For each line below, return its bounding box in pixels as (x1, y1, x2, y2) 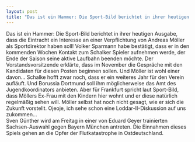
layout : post (6, 8, 38, 15)
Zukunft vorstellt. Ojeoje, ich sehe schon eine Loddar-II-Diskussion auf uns (6, 105, 186, 112)
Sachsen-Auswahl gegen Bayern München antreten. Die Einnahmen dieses (6, 123, 187, 130)
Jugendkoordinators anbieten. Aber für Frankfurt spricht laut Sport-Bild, (6, 86, 179, 93)
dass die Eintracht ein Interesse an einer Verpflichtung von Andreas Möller (6, 36, 185, 43)
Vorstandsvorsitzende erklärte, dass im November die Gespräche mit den (6, 61, 183, 68)
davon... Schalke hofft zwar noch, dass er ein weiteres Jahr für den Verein (6, 74, 184, 81)
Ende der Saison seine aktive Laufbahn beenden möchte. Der (6, 55, 154, 62)
